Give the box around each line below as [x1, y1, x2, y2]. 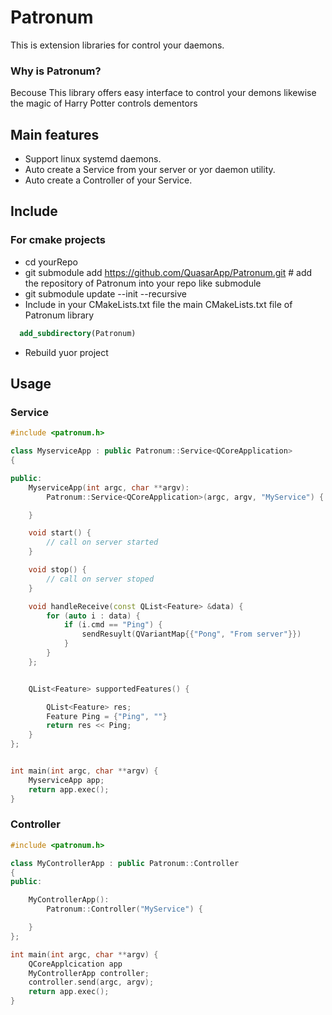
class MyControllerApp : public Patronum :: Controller [10, 858, 240, 868]
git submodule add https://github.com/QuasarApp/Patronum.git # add [24, 266, 313, 278]
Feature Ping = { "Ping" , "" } [46, 711, 168, 721]
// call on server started [46, 537, 159, 548]
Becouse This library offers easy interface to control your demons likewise [10, 87, 317, 99]
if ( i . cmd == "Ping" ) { [63, 620, 163, 630]
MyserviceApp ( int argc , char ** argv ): [28, 482, 190, 493]
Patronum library [24, 309, 95, 321]
